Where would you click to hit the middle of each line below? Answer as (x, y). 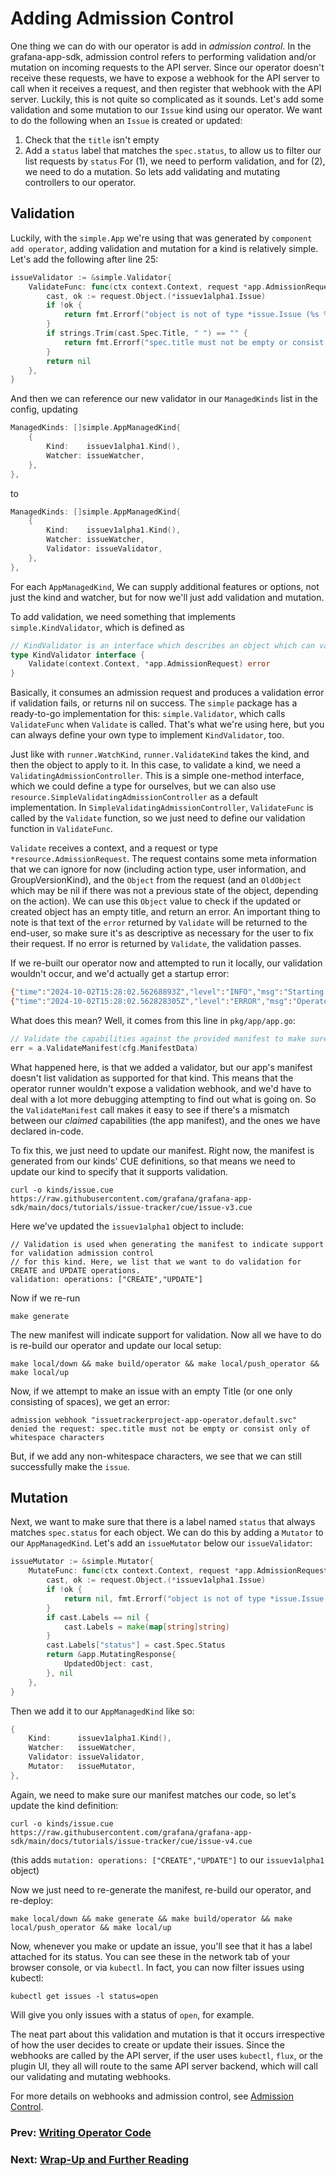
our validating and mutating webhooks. (91, 2076)
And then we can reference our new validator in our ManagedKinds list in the (164, 399)
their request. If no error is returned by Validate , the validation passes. (156, 944)
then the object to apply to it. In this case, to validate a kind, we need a (156, 765)
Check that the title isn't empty (92, 139)
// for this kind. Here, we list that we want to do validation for (156, 1262)
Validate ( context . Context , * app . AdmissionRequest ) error (149, 664)
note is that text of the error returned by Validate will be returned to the (159, 923)
